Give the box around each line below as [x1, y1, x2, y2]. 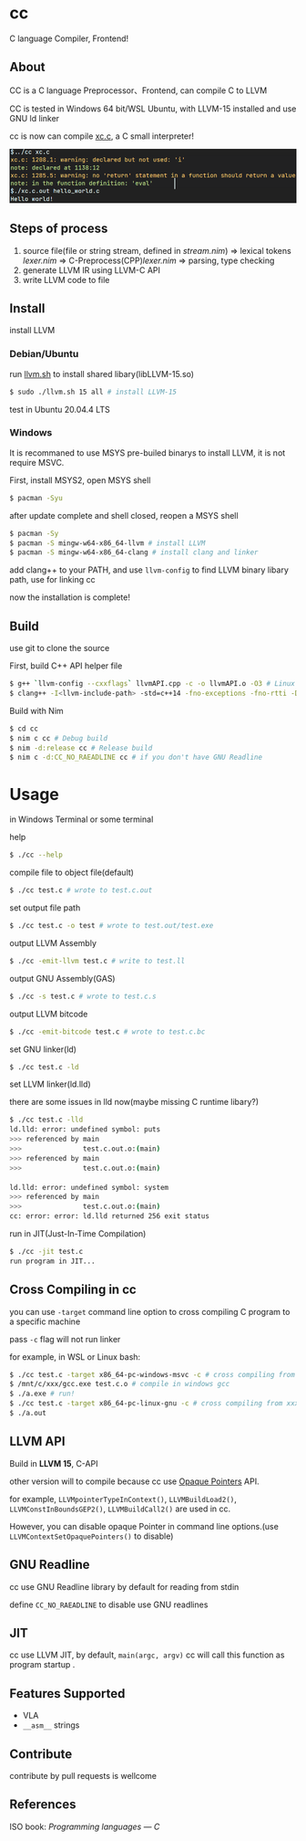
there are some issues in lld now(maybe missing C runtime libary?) [9, 1097, 260, 1108]
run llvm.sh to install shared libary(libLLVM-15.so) [9, 368, 194, 379]
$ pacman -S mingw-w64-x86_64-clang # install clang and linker [9, 548, 259, 557]
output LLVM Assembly [9, 937, 97, 948]
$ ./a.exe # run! [9, 1389, 76, 1399]
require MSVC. [9, 457, 65, 468]
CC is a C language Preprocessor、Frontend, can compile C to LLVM [9, 85, 268, 96]
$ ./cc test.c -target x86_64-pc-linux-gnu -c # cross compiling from [9, 1399, 283, 1408]
